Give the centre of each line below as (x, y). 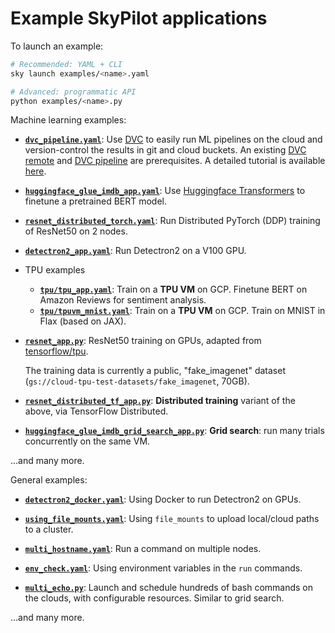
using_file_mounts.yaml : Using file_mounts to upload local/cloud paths (172, 519)
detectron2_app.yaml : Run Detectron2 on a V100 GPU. (135, 251)
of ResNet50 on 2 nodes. (76, 231)
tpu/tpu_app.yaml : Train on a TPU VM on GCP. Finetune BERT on (173, 289)
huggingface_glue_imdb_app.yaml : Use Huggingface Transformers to (165, 191)
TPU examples (55, 270)
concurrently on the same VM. (87, 441)
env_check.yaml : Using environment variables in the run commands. (163, 568)
